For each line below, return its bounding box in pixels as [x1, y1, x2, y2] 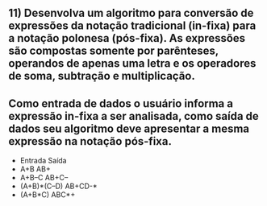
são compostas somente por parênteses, [8, 44, 219, 58]
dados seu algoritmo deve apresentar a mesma [8, 122, 250, 135]
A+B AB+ [19, 164, 51, 174]
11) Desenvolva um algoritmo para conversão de [8, 6, 254, 20]
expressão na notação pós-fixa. [8, 134, 172, 148]
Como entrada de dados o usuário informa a [8, 97, 234, 110]
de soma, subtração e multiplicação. [8, 69, 196, 83]
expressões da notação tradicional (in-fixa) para [8, 19, 257, 33]
